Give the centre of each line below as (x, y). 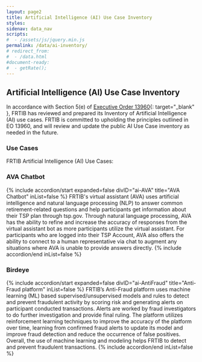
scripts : (17, 34)
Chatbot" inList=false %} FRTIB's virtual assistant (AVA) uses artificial (93, 196)
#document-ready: (28, 62)
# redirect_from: (28, 51)
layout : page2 (24, 12)
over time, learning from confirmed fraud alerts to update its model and (95, 328)
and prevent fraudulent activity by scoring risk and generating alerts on (95, 302)
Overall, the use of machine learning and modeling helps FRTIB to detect (96, 341)
